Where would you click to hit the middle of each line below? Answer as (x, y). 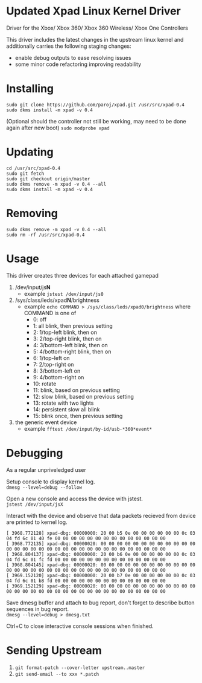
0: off (40, 319)
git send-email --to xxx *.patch (57, 674)
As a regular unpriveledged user (46, 469)
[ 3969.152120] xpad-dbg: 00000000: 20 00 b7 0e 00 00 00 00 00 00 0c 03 (101, 575)
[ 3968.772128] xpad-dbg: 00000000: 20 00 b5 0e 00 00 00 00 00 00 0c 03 (101, 533)
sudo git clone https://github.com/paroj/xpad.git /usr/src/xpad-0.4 (96, 105)
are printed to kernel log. (37, 522)
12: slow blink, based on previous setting (84, 396)
